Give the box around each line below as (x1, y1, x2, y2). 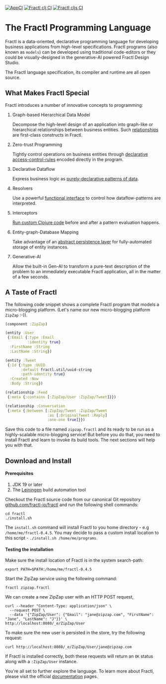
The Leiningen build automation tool (12, 487, 86, 493)
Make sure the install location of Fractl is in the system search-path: (5, 557, 144, 563)
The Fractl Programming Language (5, 22, 151, 33)
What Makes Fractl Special (5, 89, 89, 97)
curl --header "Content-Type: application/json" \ (5, 604, 112, 608)
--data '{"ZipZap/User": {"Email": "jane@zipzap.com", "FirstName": (9, 612, 154, 617)
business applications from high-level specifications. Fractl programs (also (5, 44, 158, 50)
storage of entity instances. (12, 244, 68, 250)
